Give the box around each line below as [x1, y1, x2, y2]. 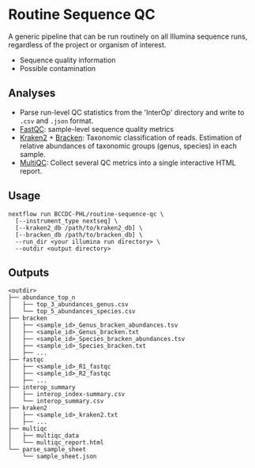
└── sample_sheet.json [22, 452, 97, 461]
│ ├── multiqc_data [8, 432, 80, 440]
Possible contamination [19, 63, 96, 73]
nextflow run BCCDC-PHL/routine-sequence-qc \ [8, 210, 164, 218]
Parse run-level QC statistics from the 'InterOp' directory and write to [19, 107, 245, 117]
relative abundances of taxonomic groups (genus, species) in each [19, 140, 238, 151]
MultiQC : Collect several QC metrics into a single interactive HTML [19, 158, 237, 167]
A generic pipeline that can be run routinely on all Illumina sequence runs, [8, 32, 248, 41]
